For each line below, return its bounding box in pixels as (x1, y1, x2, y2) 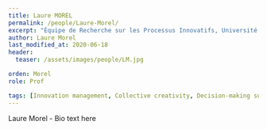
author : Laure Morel (8, 33, 77, 42)
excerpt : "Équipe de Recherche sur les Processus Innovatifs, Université (8, 26, 258, 34)
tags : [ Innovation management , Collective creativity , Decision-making (8, 92, 250, 100)
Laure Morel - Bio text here (8, 113, 97, 123)
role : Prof (8, 77, 44, 85)
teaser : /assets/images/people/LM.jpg (15, 56, 145, 64)
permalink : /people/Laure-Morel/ (8, 19, 119, 27)
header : (8, 48, 34, 56)
